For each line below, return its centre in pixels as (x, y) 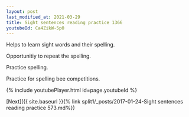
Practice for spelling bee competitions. (53, 79)
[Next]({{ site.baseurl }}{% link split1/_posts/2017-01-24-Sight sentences (94, 102)
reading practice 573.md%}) (40, 108)
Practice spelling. (27, 68)
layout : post (22, 11)
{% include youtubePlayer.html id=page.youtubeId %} (72, 90)
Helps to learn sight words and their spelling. (61, 45)
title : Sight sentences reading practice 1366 (64, 22)
